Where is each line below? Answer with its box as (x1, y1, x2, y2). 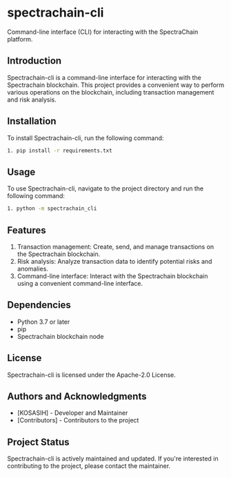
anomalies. (17, 264, 48, 273)
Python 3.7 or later (17, 318, 70, 326)
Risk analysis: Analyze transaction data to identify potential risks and (17, 257, 212, 265)
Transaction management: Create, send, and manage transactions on (17, 242, 214, 251)
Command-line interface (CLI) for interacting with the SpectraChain (7, 28, 199, 36)
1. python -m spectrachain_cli (7, 205, 97, 212)
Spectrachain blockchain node (17, 332, 104, 340)
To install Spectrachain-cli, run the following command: (7, 133, 164, 142)
